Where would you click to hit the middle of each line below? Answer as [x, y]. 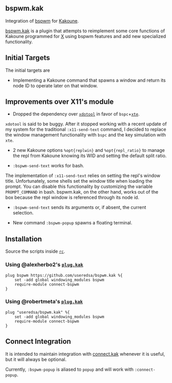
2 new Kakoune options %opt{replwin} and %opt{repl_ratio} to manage [89, 150]
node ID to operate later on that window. [55, 85]
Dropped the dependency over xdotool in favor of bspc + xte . [76, 114]
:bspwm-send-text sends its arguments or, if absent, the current [79, 207]
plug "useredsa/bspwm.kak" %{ [38, 312]
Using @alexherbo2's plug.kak [44, 265]
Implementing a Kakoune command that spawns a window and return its [89, 80]
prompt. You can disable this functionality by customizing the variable [79, 186]
